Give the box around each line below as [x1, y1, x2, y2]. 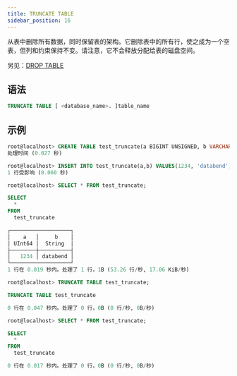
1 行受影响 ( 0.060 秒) [7, 169, 69, 176]
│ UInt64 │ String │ [7, 240, 74, 247]
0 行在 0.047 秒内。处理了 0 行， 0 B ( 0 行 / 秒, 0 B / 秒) [7, 304, 155, 311]
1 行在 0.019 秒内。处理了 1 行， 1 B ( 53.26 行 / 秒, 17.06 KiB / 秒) [7, 266, 190, 274]
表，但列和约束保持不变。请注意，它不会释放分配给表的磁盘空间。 [7, 46, 199, 54]
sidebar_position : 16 [7, 17, 71, 24]
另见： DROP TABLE [7, 61, 64, 69]
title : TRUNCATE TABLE [7, 10, 74, 18]
